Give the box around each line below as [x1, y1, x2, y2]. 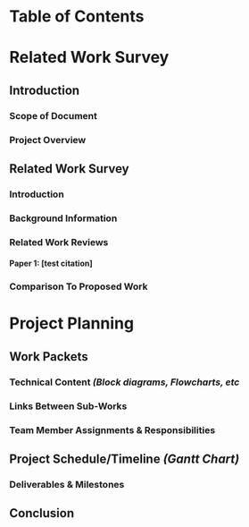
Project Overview [9, 133, 87, 146]
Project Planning [9, 313, 135, 334]
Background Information [9, 212, 118, 225]
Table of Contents [9, 6, 145, 27]
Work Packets [9, 349, 89, 364]
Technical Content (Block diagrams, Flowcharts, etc [9, 376, 240, 388]
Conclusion [9, 506, 75, 521]
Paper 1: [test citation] [9, 258, 93, 269]
